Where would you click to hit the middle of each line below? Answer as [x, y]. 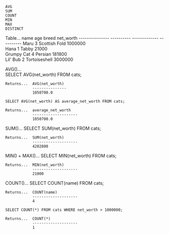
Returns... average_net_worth [38, 110]
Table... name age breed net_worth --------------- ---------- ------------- [82, 38]
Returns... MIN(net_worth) [35, 165]
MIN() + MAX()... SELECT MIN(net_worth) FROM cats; [61, 156]
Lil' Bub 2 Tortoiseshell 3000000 [39, 59]
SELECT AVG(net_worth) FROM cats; [43, 74]
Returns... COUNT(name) [31, 192]
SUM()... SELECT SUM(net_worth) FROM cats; [53, 128]
